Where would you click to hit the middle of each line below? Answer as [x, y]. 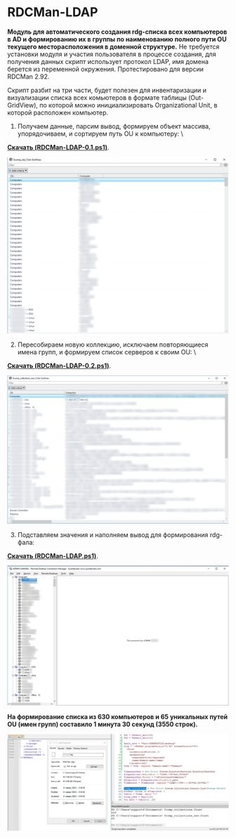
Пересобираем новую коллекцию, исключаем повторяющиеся [113, 344]
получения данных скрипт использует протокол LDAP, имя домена [108, 61]
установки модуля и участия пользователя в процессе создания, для [112, 54]
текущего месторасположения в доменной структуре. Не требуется [113, 46]
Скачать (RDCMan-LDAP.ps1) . [53, 556]
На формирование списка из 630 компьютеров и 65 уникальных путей [118, 717]
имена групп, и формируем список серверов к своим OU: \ [107, 352]
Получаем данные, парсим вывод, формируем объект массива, [114, 126]
